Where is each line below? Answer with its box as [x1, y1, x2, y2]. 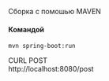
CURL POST [8, 56, 48, 65]
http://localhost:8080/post [8, 64, 94, 74]
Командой [8, 24, 45, 34]
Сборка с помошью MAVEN [8, 7, 101, 16]
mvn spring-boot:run [8, 42, 77, 50]
